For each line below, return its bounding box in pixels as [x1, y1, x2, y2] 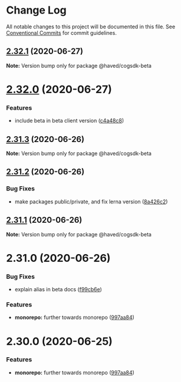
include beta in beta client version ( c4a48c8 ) [14, 117, 124, 124]
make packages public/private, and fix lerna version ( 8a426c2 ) [14, 198, 168, 205]
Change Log [6, 4, 67, 17]
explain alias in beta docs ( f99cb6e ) [14, 286, 102, 293]
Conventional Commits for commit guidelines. [6, 29, 117, 36]
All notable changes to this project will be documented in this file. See [6, 23, 176, 30]
